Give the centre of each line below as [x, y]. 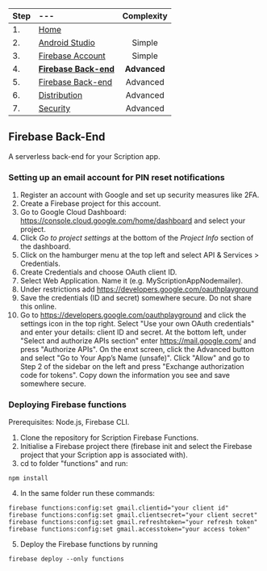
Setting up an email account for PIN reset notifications [117, 177]
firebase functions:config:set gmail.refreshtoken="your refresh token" [133, 523]
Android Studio [67, 42]
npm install [28, 479]
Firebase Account [72, 56]
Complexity [145, 16]
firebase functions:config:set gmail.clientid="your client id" [119, 508]
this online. [38, 307]
